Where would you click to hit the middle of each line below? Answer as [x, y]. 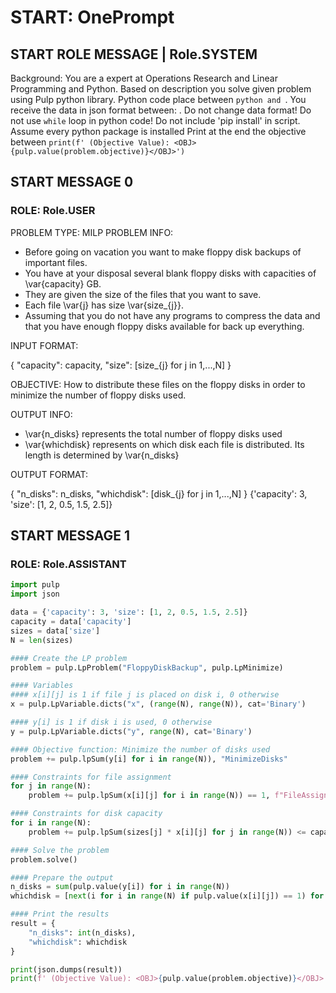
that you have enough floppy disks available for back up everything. [164, 326]
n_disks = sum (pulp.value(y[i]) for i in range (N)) [120, 887]
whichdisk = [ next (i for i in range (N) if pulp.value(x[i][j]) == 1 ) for [167, 896]
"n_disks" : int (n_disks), [82, 932]
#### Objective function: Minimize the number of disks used [140, 749]
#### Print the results [60, 914]
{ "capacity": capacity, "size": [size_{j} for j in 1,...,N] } [121, 365]
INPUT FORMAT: [44, 345]
